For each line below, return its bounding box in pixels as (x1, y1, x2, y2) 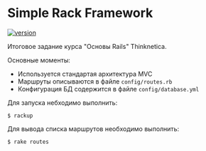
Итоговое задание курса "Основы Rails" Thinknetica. (7, 42, 167, 50)
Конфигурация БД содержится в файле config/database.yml (17, 84, 200, 93)
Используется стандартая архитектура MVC (17, 69, 153, 78)
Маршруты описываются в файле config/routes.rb (17, 77, 173, 86)
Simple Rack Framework (7, 5, 153, 21)
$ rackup (7, 112, 33, 119)
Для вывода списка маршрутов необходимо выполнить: (7, 124, 180, 133)
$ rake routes (7, 138, 50, 145)
